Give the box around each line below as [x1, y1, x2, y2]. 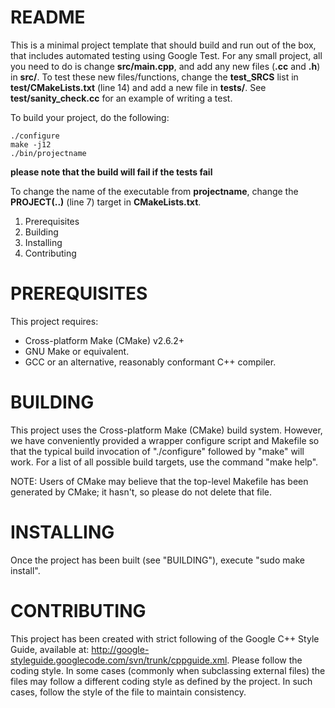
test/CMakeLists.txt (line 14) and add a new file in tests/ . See [10, 81, 267, 93]
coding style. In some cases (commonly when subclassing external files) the [10, 664, 326, 676]
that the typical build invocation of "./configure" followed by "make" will [10, 445, 305, 457]
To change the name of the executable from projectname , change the [10, 185, 299, 197]
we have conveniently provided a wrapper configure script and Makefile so [10, 434, 320, 446]
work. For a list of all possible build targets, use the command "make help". [10, 456, 319, 468]
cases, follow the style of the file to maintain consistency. [10, 686, 247, 698]
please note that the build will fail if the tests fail [10, 166, 213, 178]
